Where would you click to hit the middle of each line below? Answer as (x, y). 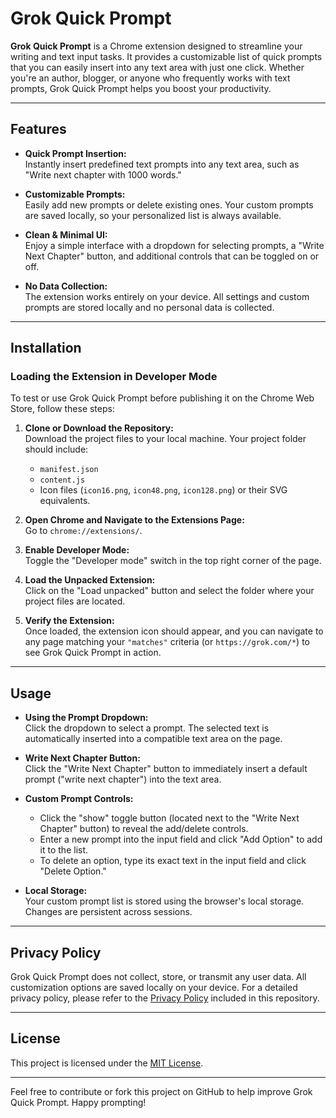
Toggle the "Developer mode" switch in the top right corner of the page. (173, 561)
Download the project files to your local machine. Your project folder (165, 439)
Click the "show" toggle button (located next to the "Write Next (169, 818)
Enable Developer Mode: (77, 550)
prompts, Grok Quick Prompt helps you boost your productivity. (141, 88)
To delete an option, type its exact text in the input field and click (173, 861)
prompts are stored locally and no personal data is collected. (149, 307)
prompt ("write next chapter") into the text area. (123, 779)
